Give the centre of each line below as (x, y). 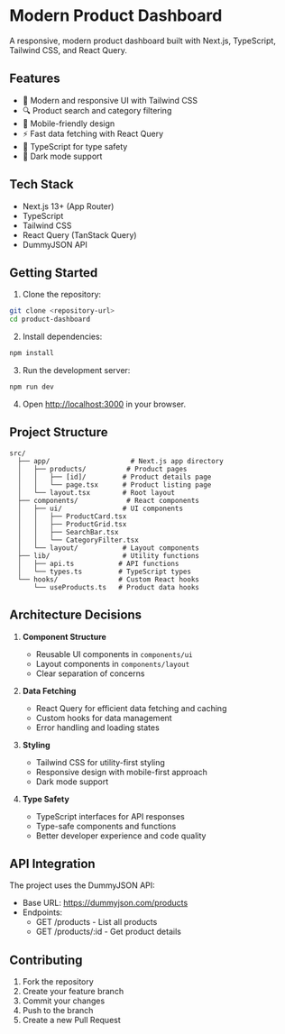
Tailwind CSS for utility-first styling (100, 762)
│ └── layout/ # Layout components (109, 548)
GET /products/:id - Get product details (109, 932)
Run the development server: (76, 370)
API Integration (53, 863)
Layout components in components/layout (113, 663)
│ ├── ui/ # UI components (100, 508)
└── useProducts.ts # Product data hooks (116, 587)
